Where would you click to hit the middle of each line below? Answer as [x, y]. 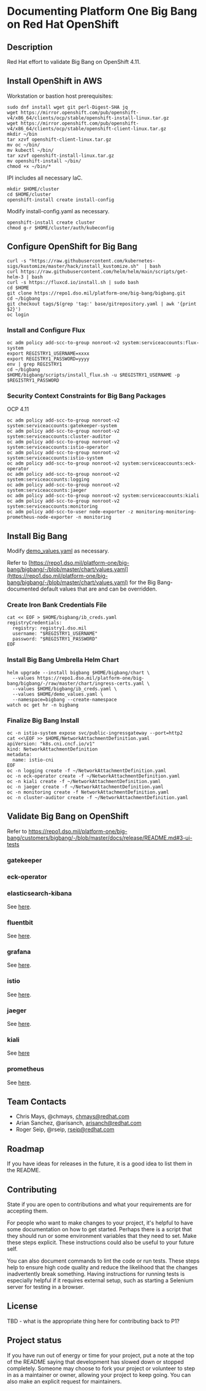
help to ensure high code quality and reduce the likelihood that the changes [102, 1267]
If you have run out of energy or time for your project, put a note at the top [101, 1355]
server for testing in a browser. [46, 1287]
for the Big [142, 583]
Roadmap [26, 1149]
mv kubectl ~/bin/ [30, 150]
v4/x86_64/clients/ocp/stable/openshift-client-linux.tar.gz [87, 128]
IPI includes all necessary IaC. [45, 178]
